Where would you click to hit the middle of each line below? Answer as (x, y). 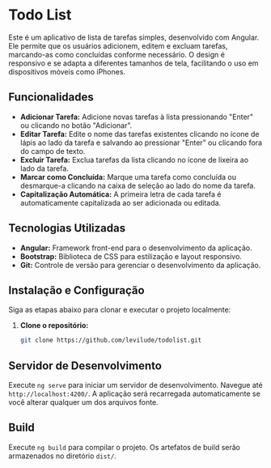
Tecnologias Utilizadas (67, 228)
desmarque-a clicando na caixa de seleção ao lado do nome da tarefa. (138, 185)
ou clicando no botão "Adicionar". (76, 125)
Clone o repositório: (54, 325)
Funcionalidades (51, 98)
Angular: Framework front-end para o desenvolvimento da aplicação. (136, 248)
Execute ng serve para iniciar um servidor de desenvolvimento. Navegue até (135, 385)
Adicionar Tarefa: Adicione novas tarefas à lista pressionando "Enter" (136, 117)
